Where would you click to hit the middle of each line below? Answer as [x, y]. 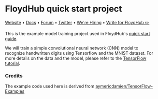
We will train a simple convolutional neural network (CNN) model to [72, 48]
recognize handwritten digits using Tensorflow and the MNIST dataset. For [79, 53]
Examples [15, 91]
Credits [14, 75]
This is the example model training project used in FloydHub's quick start [78, 33]
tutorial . [13, 63]
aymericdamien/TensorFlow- [124, 86]
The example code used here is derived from [50, 86]
